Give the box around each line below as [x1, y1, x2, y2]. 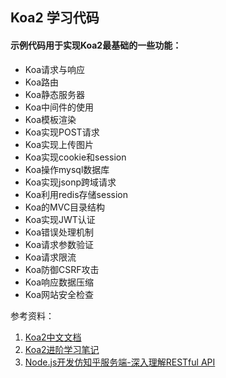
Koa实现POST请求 [24, 126, 100, 138]
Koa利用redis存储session [24, 188, 128, 200]
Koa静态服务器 [24, 88, 86, 100]
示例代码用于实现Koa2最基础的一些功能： [10, 39, 182, 51]
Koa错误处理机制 [24, 226, 95, 238]
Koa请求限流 [24, 251, 77, 263]
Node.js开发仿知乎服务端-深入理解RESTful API [24, 356, 216, 368]
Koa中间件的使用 [24, 101, 95, 113]
